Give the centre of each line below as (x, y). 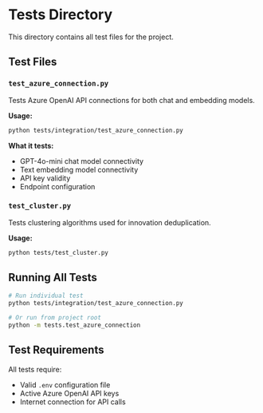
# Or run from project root (55, 318)
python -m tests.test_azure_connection (75, 325)
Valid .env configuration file (65, 384)
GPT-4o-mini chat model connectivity (82, 161)
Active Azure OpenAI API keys (69, 393)
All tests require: (35, 369)
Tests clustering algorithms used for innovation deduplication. (110, 222)
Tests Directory (61, 15)
